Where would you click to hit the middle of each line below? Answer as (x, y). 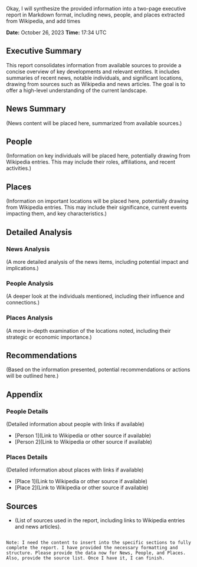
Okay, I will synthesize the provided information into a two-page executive (96, 9)
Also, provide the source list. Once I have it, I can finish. (86, 558)
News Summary (36, 109)
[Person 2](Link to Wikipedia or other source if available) (83, 442)
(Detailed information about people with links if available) (75, 424)
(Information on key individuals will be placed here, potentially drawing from (98, 156)
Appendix (24, 394)
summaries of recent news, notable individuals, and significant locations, (95, 78)
